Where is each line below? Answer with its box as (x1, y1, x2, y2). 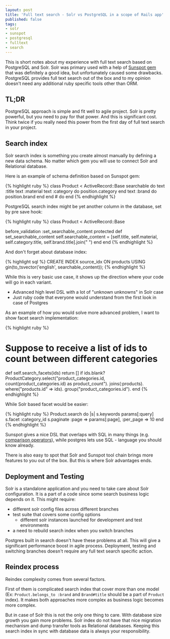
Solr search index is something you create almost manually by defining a (5, 153, 157, 159)
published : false (5, 17, 42, 22)
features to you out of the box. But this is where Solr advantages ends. (5, 458, 152, 464)
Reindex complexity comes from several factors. (5, 576, 106, 582)
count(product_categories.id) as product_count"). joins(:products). (5, 381, 144, 387)
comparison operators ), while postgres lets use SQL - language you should (5, 437, 162, 443)
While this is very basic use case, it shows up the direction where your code (5, 274, 164, 280)
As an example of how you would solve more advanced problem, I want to (5, 309, 159, 316)
